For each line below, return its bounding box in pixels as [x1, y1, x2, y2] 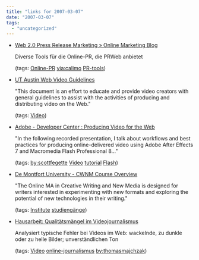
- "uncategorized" [11, 25, 58, 32]
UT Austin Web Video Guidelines [14, 76, 95, 83]
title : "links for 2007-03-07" [6, 8, 84, 15]
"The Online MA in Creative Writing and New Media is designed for [14, 182, 178, 189]
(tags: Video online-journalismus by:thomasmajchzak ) [14, 248, 147, 255]
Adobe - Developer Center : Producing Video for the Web [14, 123, 156, 131]
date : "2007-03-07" [6, 14, 55, 20]
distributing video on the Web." [14, 101, 91, 108]
